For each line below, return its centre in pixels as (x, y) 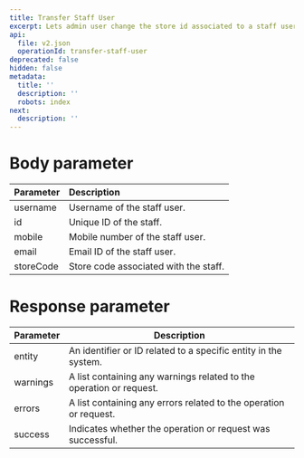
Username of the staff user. (127, 207)
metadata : (28, 77)
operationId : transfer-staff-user (82, 52)
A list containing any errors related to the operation (176, 402)
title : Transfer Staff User (62, 18)
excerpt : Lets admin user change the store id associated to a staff (143, 26)
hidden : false (36, 69)
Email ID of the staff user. (122, 252)
